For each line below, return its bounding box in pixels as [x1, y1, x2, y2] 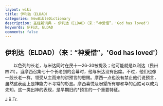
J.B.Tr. [5, 96, 18, 102]
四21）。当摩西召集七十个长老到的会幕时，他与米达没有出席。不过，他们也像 [5, 68, 157, 74]
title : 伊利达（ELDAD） [5, 12, 50, 16]
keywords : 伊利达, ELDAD [5, 25, 54, 30]
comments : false [5, 30, 38, 34]
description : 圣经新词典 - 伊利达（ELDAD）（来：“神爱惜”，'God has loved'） [5, 20, 152, 26]
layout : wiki [5, 7, 32, 12]
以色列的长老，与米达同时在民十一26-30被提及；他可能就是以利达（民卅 [13, 62, 158, 68]
